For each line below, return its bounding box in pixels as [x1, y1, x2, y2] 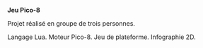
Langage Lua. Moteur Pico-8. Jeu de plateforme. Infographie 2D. [7, 33, 196, 41]
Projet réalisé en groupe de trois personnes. [7, 19, 136, 27]
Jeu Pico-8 [7, 6, 40, 14]
